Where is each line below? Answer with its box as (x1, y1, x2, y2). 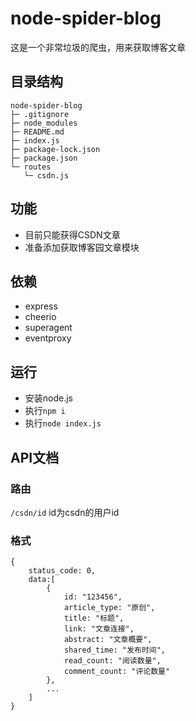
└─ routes (10, 162, 52, 172)
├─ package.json (10, 153, 78, 163)
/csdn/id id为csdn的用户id (10, 506, 120, 518)
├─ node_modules (10, 118, 78, 128)
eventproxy (24, 332, 72, 344)
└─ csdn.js (23, 170, 70, 181)
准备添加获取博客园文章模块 (24, 241, 140, 253)
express (24, 300, 58, 312)
